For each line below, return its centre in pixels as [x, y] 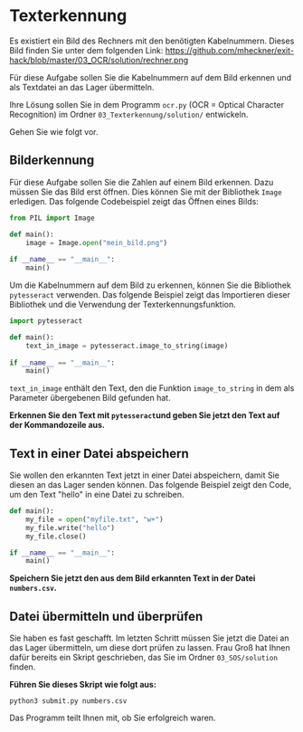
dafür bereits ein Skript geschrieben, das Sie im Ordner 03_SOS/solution [144, 658]
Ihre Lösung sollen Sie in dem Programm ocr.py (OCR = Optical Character [147, 104]
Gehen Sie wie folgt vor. [54, 131]
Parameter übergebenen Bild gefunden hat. [90, 398]
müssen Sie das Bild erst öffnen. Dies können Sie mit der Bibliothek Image [146, 192]
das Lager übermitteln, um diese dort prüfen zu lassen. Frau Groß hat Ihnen [150, 648]
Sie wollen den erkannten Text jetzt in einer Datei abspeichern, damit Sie [145, 475]
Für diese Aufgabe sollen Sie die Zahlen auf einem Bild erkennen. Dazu [142, 182]
